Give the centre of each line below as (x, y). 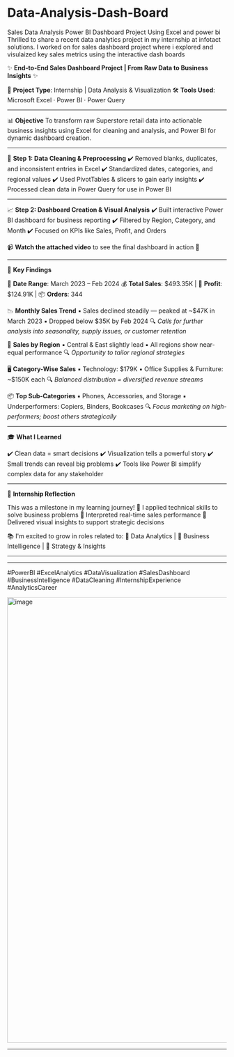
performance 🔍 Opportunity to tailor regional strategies (105, 352)
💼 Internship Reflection (41, 494)
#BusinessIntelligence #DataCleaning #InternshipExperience (94, 580)
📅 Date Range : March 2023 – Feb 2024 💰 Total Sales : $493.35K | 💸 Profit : (115, 283)
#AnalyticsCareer (32, 587)
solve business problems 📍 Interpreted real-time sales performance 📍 (107, 515)
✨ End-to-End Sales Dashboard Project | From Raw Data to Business (108, 68)
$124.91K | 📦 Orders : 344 (45, 294)
